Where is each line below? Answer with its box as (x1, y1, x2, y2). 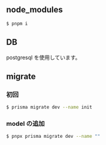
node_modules (6, 5, 63, 15)
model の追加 (6, 119, 45, 128)
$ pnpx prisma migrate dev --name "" (6, 134, 101, 140)
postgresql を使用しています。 (6, 54, 81, 61)
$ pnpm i (6, 20, 28, 26)
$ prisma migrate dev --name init (6, 104, 93, 110)
